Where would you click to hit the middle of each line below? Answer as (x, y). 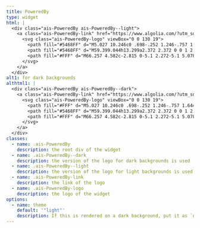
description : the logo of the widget (64, 194)
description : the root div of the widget (69, 150)
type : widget (22, 17)
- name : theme (29, 205)
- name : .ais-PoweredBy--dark (49, 155)
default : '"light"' (41, 210)
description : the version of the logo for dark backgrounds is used (104, 161)
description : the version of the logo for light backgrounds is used (105, 172)
